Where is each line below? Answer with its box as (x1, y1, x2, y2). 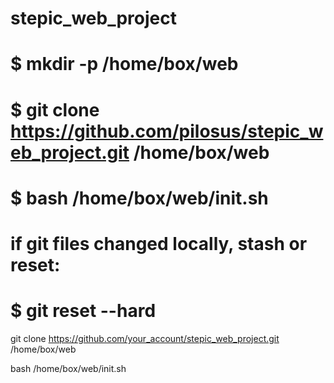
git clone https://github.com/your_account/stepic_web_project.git (10, 332, 280, 344)
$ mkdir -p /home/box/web (10, 53, 239, 76)
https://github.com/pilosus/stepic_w (10, 120, 324, 142)
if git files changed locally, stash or (10, 232, 308, 255)
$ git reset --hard (10, 300, 157, 322)
